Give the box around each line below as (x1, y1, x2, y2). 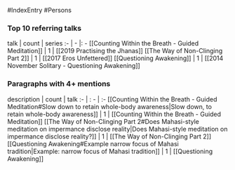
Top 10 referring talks (7, 23, 82, 33)
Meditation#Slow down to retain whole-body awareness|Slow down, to (7, 102, 213, 111)
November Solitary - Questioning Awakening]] (7, 62, 140, 70)
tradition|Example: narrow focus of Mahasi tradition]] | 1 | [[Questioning (7, 147, 213, 155)
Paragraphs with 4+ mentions (7, 79, 111, 89)
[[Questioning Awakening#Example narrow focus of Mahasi (7, 139, 179, 148)
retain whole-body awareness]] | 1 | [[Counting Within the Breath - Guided (7, 110, 222, 118)
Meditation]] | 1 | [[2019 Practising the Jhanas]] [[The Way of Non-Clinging (7, 47, 223, 55)
